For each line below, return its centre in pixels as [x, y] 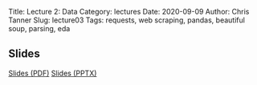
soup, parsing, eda [39, 28]
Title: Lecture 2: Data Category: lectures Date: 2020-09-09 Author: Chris [129, 12]
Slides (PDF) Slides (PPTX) [53, 73]
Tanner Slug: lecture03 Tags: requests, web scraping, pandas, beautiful [126, 20]
